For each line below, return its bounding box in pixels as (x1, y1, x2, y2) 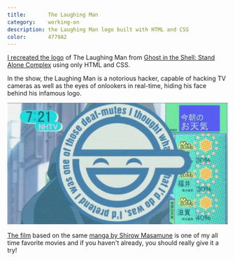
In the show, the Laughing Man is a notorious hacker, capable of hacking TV (7, 74, 226, 83)
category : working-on (7, 18, 80, 26)
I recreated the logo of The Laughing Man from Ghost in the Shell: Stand (7, 53, 215, 62)
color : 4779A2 (7, 33, 68, 40)
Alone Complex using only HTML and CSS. (7, 61, 131, 69)
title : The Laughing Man (7, 11, 99, 18)
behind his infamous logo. (7, 89, 82, 98)
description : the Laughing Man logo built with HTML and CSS (7, 26, 190, 33)
